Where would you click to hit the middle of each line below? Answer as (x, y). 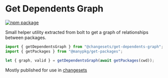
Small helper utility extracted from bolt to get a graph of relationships (77, 32)
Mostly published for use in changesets (46, 70)
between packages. (26, 37)
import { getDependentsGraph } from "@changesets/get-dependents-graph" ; (85, 46)
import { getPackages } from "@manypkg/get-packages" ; (64, 51)
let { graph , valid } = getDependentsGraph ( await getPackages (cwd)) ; (80, 60)
